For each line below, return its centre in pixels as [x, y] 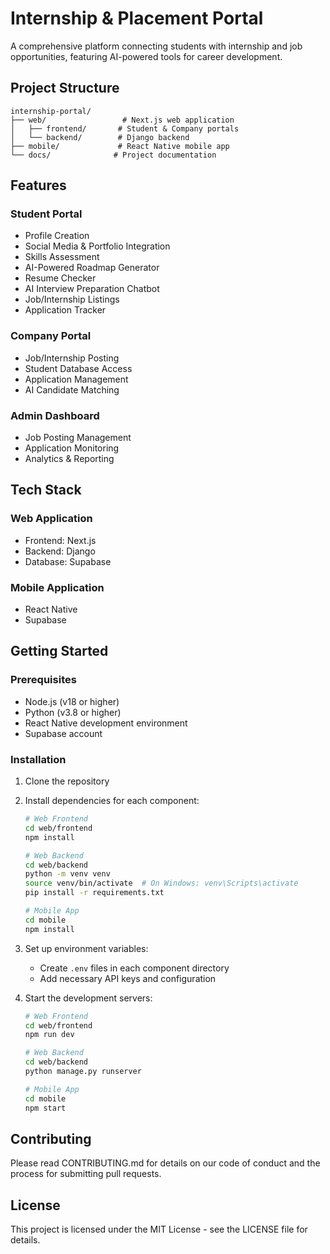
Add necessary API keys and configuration [128, 978]
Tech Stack [46, 490]
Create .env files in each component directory [134, 968]
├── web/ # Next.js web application [122, 120]
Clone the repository [67, 781]
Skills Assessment [62, 257]
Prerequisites [43, 680]
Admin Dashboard [55, 415]
